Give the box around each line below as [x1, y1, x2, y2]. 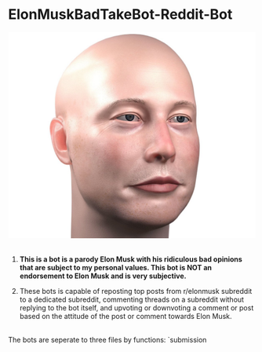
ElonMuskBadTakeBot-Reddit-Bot [8, 5, 233, 24]
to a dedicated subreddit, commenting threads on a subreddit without [19, 295, 245, 304]
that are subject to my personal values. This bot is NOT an [19, 263, 212, 273]
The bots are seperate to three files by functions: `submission [8, 335, 207, 345]
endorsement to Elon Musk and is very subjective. [19, 271, 187, 280]
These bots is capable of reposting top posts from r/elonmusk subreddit [19, 287, 253, 296]
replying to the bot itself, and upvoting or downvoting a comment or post [19, 303, 254, 313]
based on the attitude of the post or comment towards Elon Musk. [19, 312, 233, 321]
